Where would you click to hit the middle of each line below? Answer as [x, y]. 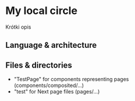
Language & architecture [51, 45]
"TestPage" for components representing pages [71, 79]
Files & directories [39, 65]
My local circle [42, 11]
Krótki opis [18, 27]
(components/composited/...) [49, 85]
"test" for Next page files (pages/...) [57, 92]
